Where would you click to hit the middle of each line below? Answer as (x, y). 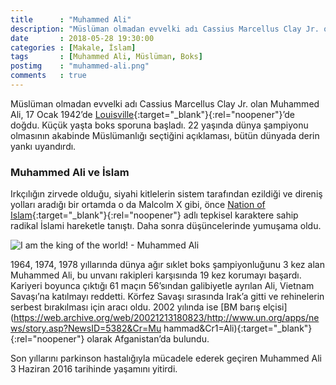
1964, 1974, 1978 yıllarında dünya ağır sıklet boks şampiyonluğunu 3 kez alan (167, 265)
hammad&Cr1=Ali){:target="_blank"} (238, 328)
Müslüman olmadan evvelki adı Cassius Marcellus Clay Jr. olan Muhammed (165, 103)
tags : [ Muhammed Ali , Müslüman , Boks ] (106, 57)
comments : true (48, 76)
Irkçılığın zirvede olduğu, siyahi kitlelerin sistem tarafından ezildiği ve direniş (166, 194)
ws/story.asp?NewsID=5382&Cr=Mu (86, 328)
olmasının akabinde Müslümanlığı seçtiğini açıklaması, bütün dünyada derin (165, 135)
